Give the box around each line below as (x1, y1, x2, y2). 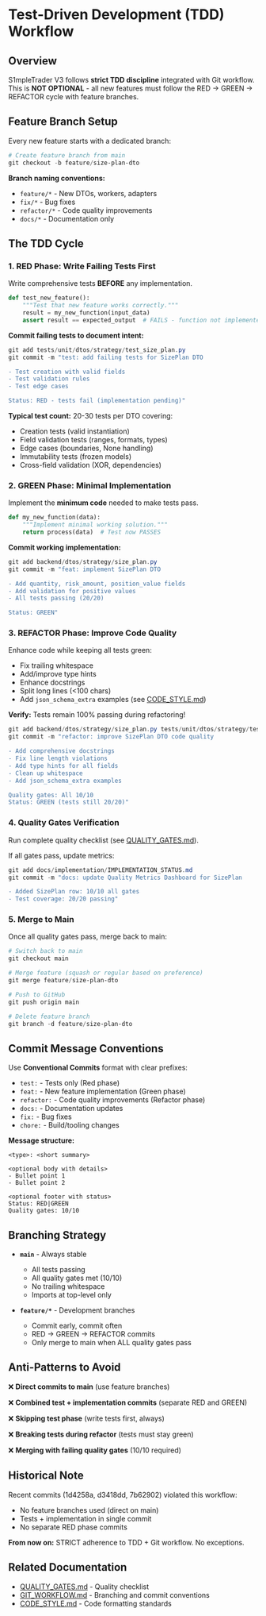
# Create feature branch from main (8, 151, 126, 160)
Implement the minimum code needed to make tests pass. (8, 498, 199, 507)
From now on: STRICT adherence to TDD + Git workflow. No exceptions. (8, 1537, 245, 1547)
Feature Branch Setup (8, 115, 119, 129)
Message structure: (8, 1136, 75, 1145)
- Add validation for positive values (8, 587, 136, 595)
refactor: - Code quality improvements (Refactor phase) (19, 1095, 206, 1105)
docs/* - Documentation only (19, 214, 115, 223)
